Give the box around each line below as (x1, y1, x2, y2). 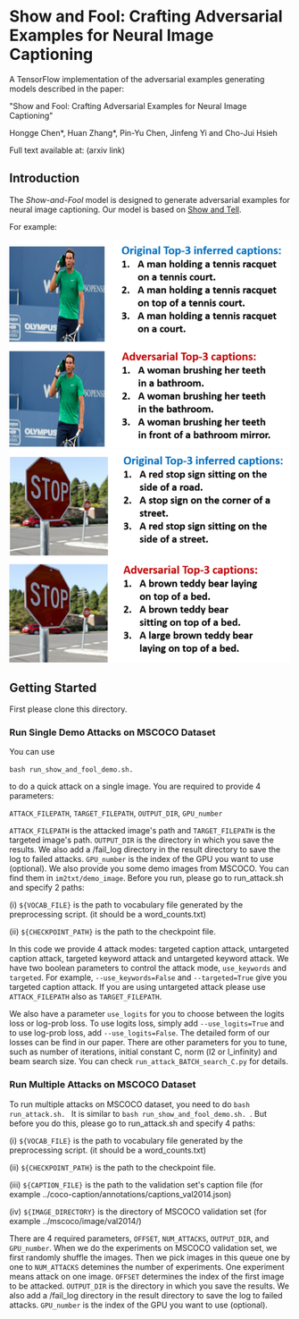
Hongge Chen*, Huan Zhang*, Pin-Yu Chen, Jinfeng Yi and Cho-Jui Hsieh (9, 127, 278, 138)
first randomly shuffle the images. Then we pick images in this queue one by (9, 1252, 291, 1263)
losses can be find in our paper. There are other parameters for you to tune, (9, 1037, 287, 1048)
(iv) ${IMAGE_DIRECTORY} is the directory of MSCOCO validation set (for (9, 1205, 268, 1217)
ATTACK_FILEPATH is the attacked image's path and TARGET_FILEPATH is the (9, 825, 276, 836)
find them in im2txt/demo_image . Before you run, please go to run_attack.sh (9, 873, 284, 884)
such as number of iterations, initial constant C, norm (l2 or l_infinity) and (9, 1046, 278, 1057)
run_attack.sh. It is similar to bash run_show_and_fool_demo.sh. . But (9, 1108, 268, 1119)
